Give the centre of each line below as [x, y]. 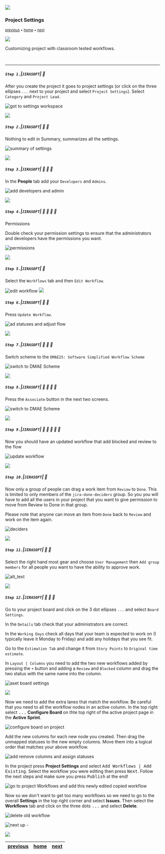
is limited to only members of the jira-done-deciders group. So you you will [82, 494]
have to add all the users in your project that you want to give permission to [81, 499]
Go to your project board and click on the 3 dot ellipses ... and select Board [82, 609]
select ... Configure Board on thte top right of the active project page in [79, 712]
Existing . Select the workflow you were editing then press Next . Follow [79, 771]
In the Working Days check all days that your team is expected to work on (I [81, 634]
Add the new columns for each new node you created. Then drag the [75, 736]
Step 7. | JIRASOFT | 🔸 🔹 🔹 [29, 344]
